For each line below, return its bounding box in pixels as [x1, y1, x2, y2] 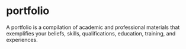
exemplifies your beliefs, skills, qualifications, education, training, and [6, 30, 176, 37]
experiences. [6, 36, 39, 43]
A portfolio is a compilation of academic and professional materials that [6, 24, 180, 31]
